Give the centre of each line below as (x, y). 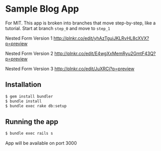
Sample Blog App (42, 9)
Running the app (32, 122)
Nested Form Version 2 (29, 53)
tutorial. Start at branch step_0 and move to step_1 (58, 28)
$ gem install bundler (29, 96)
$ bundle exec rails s (29, 133)
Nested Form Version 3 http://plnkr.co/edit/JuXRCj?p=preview (70, 69)
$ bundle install (24, 101)
